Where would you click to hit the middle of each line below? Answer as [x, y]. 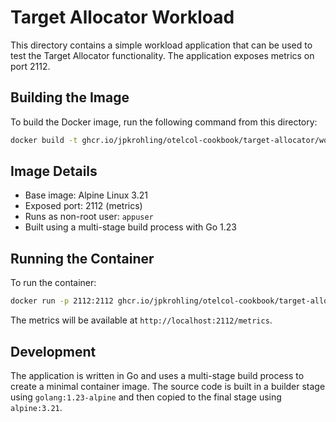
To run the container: [53, 283]
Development [53, 351]
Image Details [54, 171]
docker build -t [44, 140]
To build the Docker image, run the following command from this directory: [164, 122]
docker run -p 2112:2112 [62, 301]
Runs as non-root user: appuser [89, 217]
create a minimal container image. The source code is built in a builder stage [168, 386]
